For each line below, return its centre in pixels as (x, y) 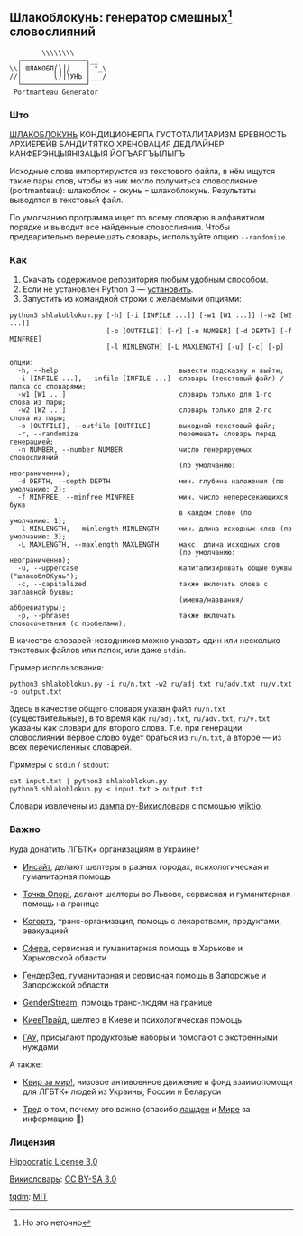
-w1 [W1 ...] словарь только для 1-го (145, 395)
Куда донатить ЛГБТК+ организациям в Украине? (105, 849)
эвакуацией (45, 931)
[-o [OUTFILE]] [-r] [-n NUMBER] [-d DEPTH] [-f (199, 332)
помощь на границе (60, 904)
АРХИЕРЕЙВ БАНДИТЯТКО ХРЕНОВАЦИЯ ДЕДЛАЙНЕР (117, 145)
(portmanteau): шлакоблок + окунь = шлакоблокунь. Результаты (133, 191)
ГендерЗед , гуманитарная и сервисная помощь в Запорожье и (144, 975)
